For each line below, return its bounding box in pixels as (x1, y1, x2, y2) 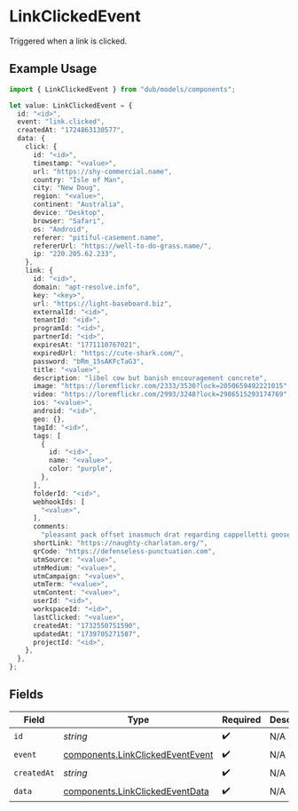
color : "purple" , (48, 465, 114, 473)
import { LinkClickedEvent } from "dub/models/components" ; (9, 84, 237, 94)
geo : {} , (32, 415, 66, 424)
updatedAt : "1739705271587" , (32, 629, 141, 639)
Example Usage (9, 61, 98, 76)
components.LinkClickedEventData (63, 785, 210, 798)
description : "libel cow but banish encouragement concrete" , (32, 373, 268, 383)
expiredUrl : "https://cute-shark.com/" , (32, 348, 184, 357)
